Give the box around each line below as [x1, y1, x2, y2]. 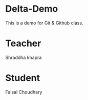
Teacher [5, 38, 41, 49]
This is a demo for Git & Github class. [5, 20, 83, 26]
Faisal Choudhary [5, 89, 42, 95]
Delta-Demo [5, 3, 58, 15]
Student [5, 72, 40, 84]
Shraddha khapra [5, 54, 42, 60]
